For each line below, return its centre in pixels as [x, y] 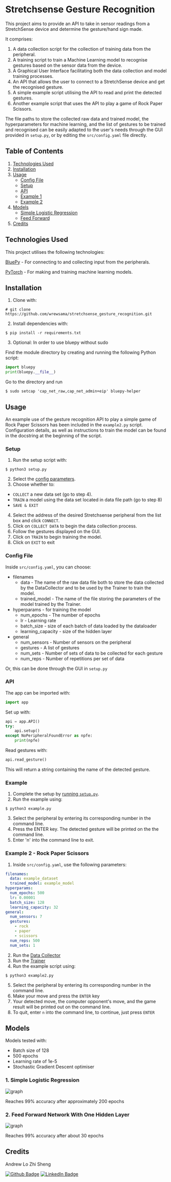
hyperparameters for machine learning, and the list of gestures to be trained [85, 124]
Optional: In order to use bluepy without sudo [60, 342]
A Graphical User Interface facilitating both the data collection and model [90, 71]
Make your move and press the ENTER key [56, 996]
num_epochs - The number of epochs [60, 615]
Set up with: [18, 712]
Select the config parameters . [44, 479]
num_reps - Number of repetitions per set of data [72, 658]
